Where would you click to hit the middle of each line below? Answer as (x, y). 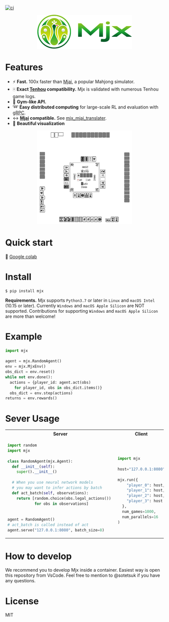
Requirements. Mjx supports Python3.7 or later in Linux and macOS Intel (80, 300)
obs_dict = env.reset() (30, 372)
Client (141, 434)
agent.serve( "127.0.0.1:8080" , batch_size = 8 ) (56, 530)
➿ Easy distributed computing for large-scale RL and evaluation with (85, 107)
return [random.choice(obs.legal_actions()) (64, 498)
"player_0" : (139, 485)
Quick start (29, 243)
